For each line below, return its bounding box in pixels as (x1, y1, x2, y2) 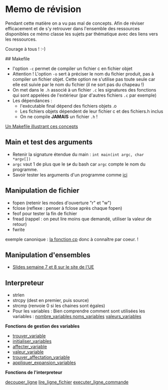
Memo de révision (5, 4, 82, 15)
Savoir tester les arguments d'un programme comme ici (12, 172, 128, 178)
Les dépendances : (12, 97, 53, 104)
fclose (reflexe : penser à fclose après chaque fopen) (12, 205, 122, 211)
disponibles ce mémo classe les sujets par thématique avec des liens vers (5, 31, 158, 37)
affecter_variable (12, 344, 47, 350)
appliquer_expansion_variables (12, 360, 76, 366)
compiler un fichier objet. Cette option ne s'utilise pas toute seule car (12, 76, 155, 82)
